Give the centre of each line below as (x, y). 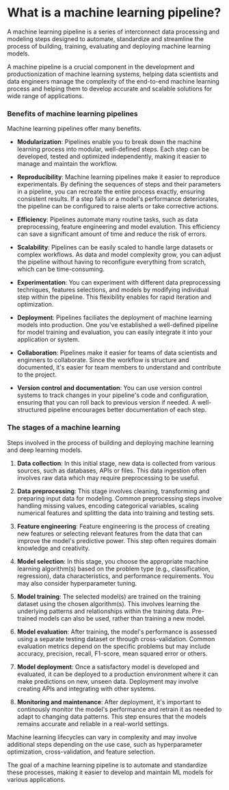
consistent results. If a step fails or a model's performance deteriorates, (118, 199)
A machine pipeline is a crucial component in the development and (101, 67)
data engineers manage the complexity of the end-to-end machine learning (113, 81)
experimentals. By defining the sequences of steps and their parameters (119, 184)
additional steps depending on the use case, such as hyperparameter (105, 744)
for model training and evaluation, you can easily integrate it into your (114, 332)
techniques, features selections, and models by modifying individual (113, 290)
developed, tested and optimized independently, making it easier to (112, 156)
